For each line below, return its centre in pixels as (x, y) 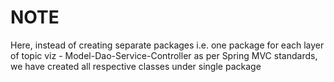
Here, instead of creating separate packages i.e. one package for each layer (167, 45)
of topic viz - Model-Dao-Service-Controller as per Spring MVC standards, (164, 55)
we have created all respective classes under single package (136, 66)
